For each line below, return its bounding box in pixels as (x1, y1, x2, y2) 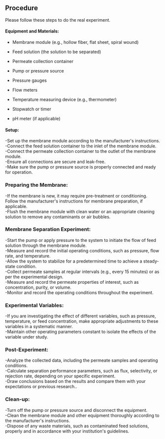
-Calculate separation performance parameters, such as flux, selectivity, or (5, 368, 158, 374)
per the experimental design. (5, 273, 64, 280)
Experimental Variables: (5, 302, 64, 308)
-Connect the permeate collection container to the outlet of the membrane (5, 148, 156, 154)
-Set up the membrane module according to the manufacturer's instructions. (5, 138, 160, 144)
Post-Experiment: (5, 346, 48, 353)
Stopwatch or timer (12, 106, 52, 112)
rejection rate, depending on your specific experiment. (5, 373, 116, 379)
